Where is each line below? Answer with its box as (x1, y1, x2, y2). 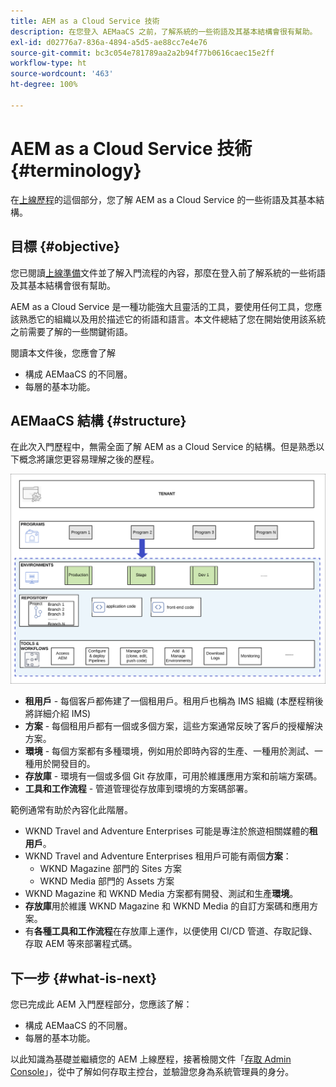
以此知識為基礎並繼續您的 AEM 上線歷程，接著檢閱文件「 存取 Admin (10, 1053, 292, 1065)
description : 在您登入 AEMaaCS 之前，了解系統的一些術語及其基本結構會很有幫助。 (10, 26, 318, 37)
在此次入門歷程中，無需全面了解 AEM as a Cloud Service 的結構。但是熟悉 (10, 441, 317, 453)
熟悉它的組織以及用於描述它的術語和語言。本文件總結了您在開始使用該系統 (18, 313, 326, 325)
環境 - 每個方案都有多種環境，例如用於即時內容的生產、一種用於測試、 (24, 745, 315, 757)
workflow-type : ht (10, 58, 87, 69)
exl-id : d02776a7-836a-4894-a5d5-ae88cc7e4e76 (10, 37, 208, 47)
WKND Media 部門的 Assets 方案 (39, 875, 175, 887)
